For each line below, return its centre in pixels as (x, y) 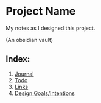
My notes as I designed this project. (50, 28)
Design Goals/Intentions (45, 93)
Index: (18, 59)
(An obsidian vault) (29, 40)
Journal (24, 74)
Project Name (41, 11)
